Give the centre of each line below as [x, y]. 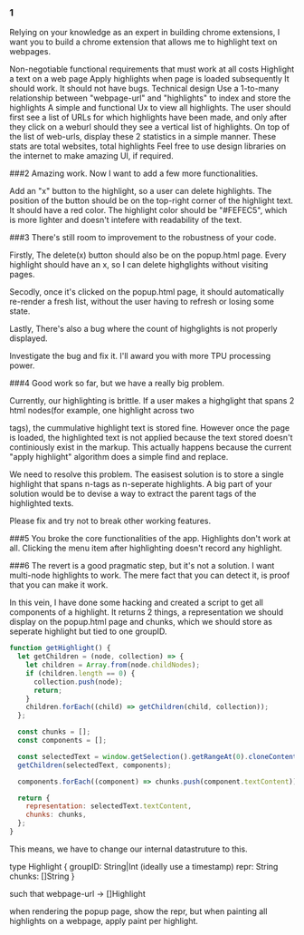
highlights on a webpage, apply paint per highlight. [104, 920]
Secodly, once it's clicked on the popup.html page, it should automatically [147, 292]
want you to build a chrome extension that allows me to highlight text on [143, 42]
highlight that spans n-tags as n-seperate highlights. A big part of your [141, 484]
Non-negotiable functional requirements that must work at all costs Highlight [152, 69]
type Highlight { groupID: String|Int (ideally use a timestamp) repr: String [144, 866]
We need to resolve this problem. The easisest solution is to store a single [147, 474]
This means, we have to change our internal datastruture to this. [128, 849]
